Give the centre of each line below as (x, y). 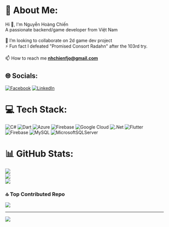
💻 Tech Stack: (36, 109)
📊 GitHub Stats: (39, 153)
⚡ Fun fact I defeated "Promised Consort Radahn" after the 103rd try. (76, 46)
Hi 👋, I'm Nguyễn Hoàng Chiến (37, 24)
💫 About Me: (32, 10)
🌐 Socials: (22, 76)
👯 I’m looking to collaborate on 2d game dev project (59, 40)
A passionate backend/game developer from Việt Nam (62, 29)
